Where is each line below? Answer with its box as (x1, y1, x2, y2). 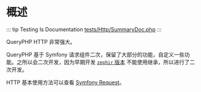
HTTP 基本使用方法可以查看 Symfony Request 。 (6, 79, 125, 86)
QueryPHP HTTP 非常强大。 (6, 38, 76, 45)
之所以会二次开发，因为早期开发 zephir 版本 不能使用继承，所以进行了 (16, 58, 190, 66)
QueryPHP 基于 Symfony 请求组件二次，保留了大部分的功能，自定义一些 (6, 51, 185, 58)
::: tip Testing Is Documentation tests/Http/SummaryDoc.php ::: (6, 25, 162, 33)
